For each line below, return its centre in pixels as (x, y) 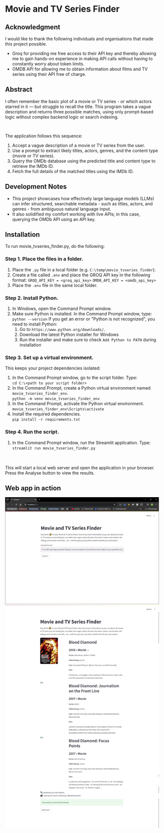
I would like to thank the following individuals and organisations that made (79, 39)
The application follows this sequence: (44, 136)
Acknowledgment (33, 27)
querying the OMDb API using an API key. (54, 219)
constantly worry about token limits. (48, 64)
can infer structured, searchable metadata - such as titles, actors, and (82, 203)
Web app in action (33, 488)
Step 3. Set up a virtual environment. (49, 357)
